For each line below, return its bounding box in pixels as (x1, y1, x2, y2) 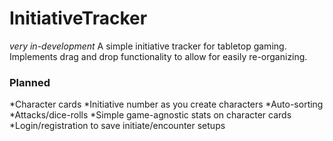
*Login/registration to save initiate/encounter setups (9, 120, 226, 132)
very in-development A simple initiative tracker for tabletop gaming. (9, 40, 287, 52)
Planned (9, 75, 51, 89)
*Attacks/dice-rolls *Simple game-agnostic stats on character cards (9, 109, 292, 121)
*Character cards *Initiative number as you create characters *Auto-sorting (9, 98, 324, 111)
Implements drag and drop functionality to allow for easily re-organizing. (9, 50, 308, 62)
